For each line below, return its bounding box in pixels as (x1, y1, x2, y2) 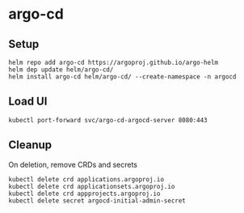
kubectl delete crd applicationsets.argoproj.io (8, 182, 175, 190)
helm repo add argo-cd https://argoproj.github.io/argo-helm (8, 58, 219, 66)
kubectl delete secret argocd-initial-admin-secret (8, 196, 186, 205)
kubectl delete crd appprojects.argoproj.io (8, 190, 161, 198)
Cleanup (8, 138, 53, 152)
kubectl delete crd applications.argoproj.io (8, 175, 164, 183)
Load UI (8, 95, 48, 109)
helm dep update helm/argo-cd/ (8, 66, 114, 74)
